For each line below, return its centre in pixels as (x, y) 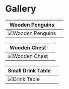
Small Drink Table (29, 70)
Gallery (21, 9)
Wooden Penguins (32, 25)
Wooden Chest (28, 47)
